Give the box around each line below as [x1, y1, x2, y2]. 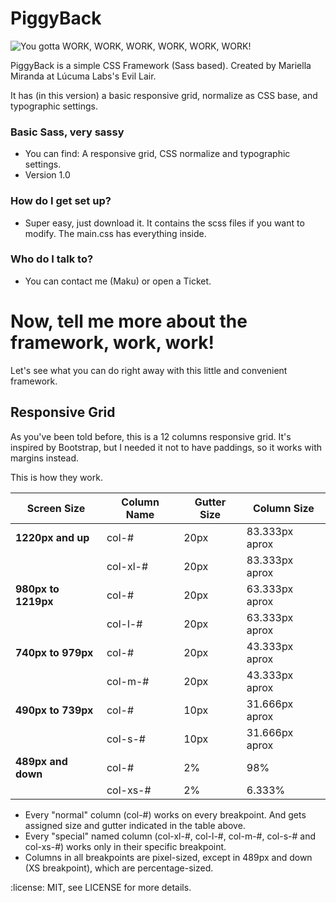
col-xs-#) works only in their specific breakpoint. [24, 840, 227, 852]
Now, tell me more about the [10, 310, 248, 333]
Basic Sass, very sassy [10, 125, 125, 139]
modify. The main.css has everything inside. [24, 227, 207, 239]
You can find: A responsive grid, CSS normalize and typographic [24, 148, 291, 160]
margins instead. [10, 452, 79, 464]
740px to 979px [15, 645, 94, 659]
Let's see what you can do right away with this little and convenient [10, 364, 288, 376]
